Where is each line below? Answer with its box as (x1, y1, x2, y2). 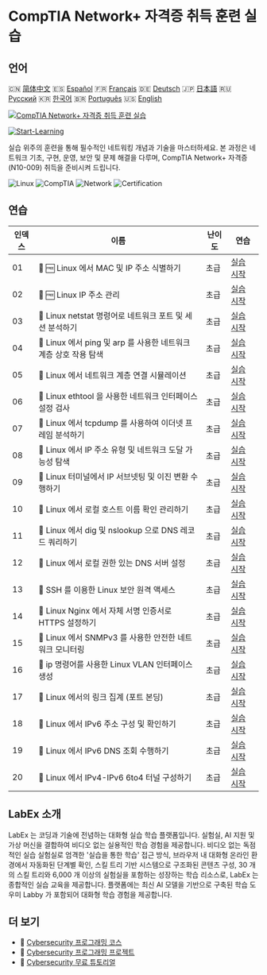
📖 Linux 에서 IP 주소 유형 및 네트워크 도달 (38, 444, 184, 455)
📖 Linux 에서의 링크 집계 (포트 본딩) (38, 691, 164, 702)
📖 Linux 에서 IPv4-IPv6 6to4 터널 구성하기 (38, 772, 192, 783)
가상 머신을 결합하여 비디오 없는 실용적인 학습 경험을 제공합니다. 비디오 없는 (8, 840, 242, 849)
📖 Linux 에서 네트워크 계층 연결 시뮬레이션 (38, 369, 187, 381)
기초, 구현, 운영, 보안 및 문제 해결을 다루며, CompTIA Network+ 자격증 (29, 153, 248, 162)
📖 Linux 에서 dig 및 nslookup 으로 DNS (38, 524, 179, 536)
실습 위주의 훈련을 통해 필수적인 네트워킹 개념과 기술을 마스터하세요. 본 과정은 (8, 143, 248, 152)
